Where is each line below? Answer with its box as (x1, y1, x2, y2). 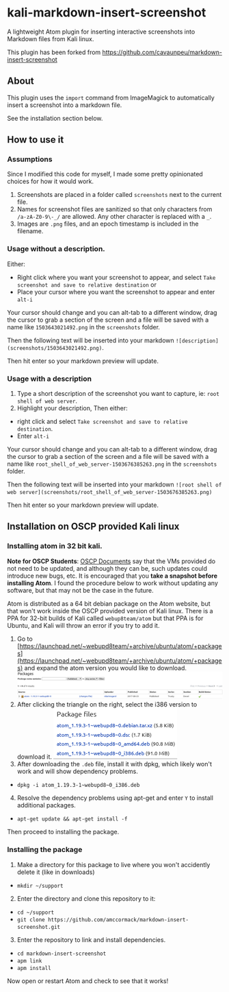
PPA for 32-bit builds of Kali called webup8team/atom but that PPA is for (7, 614, 204, 622)
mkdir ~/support (16, 882, 64, 889)
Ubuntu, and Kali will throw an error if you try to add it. (7, 621, 160, 629)
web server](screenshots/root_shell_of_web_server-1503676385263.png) (7, 489, 213, 496)
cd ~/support (16, 909, 55, 916)
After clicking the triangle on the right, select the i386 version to (16, 700, 198, 709)
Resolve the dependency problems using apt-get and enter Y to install (16, 794, 214, 802)
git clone (16, 916, 46, 923)
